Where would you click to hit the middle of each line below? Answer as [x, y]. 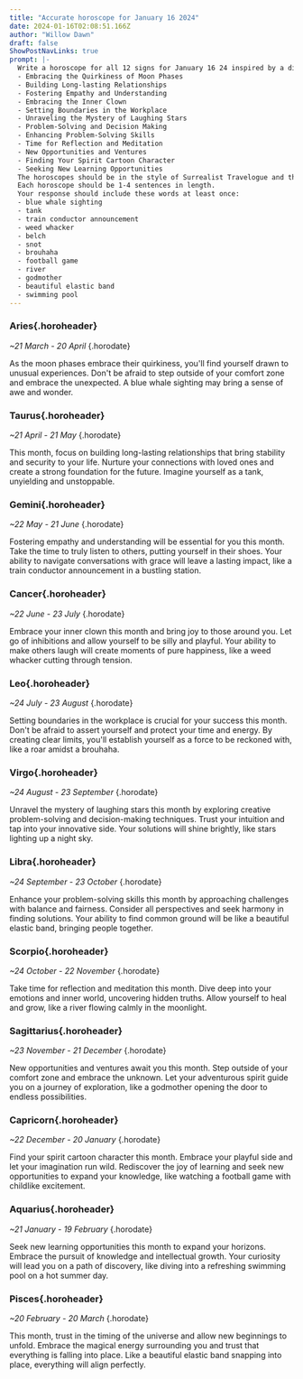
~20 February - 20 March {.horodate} [79, 1319]
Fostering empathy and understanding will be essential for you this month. [147, 541]
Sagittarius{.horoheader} [66, 1031]
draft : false [34, 43]
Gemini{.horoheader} [57, 504]
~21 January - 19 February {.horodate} [81, 1229]
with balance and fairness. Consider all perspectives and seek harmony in [147, 909]
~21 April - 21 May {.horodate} [65, 435]
